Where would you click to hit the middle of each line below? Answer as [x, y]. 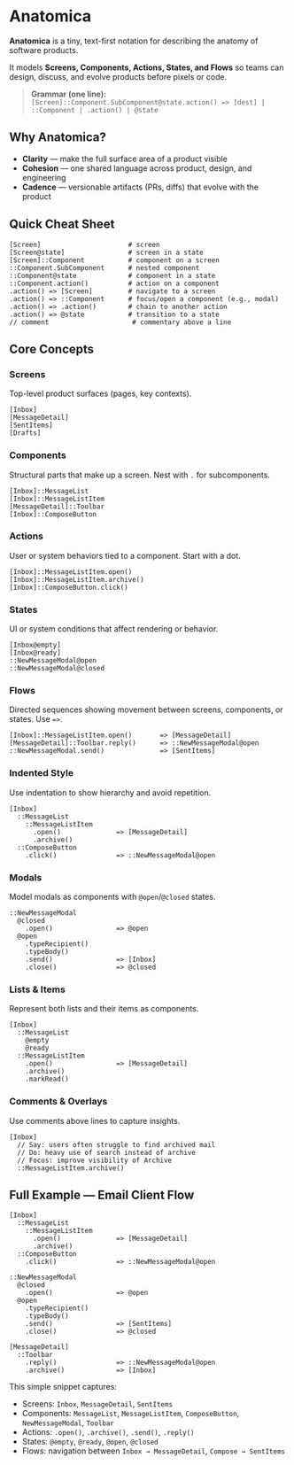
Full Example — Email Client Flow [102, 1195]
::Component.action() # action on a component [114, 283]
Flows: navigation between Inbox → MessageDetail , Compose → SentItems [154, 1451]
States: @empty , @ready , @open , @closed [90, 1442]
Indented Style [41, 773]
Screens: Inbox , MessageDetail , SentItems [97, 1404]
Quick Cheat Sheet [62, 225]
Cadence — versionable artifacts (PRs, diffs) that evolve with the [140, 187]
